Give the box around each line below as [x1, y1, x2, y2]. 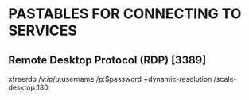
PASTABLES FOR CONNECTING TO [8, 5, 242, 23]
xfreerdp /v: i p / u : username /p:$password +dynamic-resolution [8, 75, 212, 83]
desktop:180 [8, 83, 49, 92]
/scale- [213, 75, 237, 83]
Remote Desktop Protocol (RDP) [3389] [8, 53, 207, 67]
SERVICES [8, 21, 78, 40]
